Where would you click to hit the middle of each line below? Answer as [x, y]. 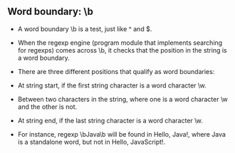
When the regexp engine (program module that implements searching [120, 43]
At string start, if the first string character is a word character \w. [112, 85]
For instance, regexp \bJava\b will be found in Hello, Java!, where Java [122, 134]
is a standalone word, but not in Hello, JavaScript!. [92, 142]
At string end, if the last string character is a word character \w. [110, 120]
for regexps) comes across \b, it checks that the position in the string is [122, 50]
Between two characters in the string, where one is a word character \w [122, 99]
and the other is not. [47, 107]
